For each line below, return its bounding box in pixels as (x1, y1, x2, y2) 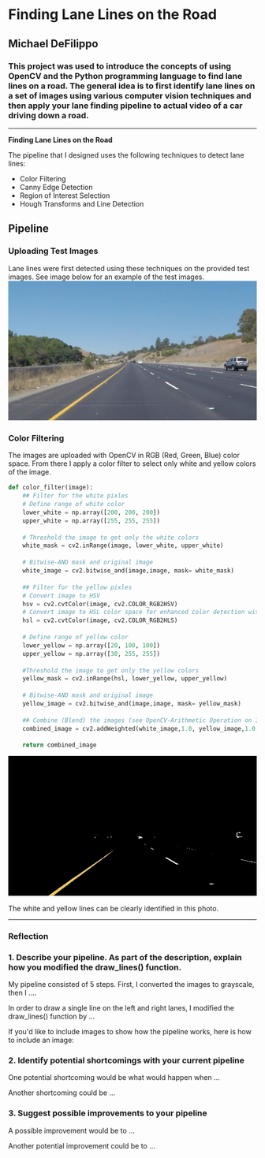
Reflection (8, 930, 49, 941)
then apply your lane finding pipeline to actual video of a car (8, 100, 243, 111)
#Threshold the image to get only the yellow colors (22, 666, 200, 675)
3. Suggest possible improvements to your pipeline (8, 1108, 207, 1119)
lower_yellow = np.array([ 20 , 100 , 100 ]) (22, 641, 160, 650)
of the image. (8, 467, 51, 477)
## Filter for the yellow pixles (22, 583, 132, 591)
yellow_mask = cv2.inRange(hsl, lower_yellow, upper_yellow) (22, 675, 227, 683)
